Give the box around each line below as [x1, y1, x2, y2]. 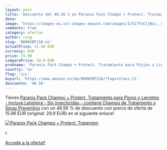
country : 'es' [5, 67, 35, 72]
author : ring [5, 35, 32, 40]
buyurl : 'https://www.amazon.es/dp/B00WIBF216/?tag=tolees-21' [5, 76, 139, 81]
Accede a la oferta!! [5, 140, 46, 146]
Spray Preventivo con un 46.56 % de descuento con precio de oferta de [5, 105, 153, 111]
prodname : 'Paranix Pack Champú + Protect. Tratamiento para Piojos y [5, 62, 155, 67]
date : [5, 16, 16, 21]
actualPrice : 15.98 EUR [5, 44, 55, 49]
